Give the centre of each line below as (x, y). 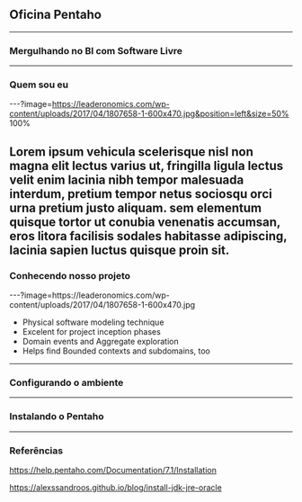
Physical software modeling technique (93, 322)
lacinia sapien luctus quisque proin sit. (120, 250)
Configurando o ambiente (67, 383)
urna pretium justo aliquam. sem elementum (136, 207)
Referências (36, 451)
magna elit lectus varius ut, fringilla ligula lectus (147, 166)
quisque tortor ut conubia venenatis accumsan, (145, 222)
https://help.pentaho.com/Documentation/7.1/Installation (113, 470)
